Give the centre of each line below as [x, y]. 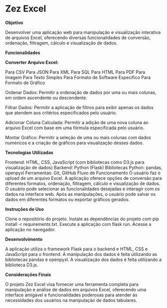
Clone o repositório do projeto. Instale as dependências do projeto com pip [82, 219]
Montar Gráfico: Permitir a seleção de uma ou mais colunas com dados [78, 137]
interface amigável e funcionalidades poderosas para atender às [71, 295]
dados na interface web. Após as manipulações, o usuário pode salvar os [81, 194]
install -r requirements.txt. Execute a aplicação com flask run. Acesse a [78, 224]
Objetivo [14, 23]
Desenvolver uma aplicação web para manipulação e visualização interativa [83, 32]
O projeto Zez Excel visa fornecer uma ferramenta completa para [72, 284]
